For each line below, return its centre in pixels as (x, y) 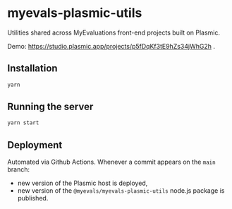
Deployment (35, 145)
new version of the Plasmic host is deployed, (83, 183)
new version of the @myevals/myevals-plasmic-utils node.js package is (121, 191)
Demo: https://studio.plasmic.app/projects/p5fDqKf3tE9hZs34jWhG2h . (111, 46)
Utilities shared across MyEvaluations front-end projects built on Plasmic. (114, 32)
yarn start (23, 123)
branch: (19, 169)
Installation (32, 68)
